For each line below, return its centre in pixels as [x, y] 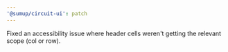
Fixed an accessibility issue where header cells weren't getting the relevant [114, 33]
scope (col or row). [34, 41]
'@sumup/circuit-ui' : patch [47, 14]
